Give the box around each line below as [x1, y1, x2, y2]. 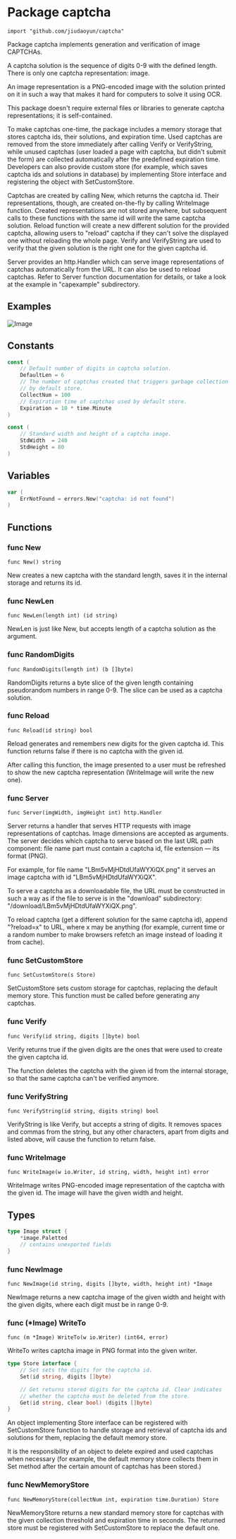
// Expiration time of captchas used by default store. [20, 397, 188, 405]
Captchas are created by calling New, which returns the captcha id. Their [7, 191, 220, 199]
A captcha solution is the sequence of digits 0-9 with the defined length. [7, 61, 218, 69]
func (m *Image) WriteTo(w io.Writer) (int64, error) [7, 1334, 169, 1341]
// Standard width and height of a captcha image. [20, 431, 172, 438]
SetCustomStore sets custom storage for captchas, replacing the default [7, 984, 218, 992]
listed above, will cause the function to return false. [7, 1135, 156, 1144]
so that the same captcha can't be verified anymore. [7, 1074, 159, 1082]
